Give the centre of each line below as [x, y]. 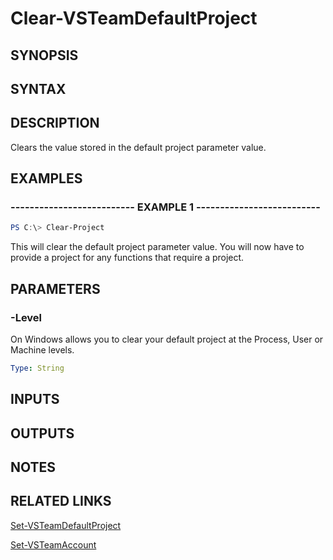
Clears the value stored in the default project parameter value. [138, 147]
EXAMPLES [46, 178]
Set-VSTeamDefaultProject [66, 525]
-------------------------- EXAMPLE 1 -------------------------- [165, 207]
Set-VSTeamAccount [53, 544]
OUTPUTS [42, 433]
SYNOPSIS [44, 55]
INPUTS [35, 399]
